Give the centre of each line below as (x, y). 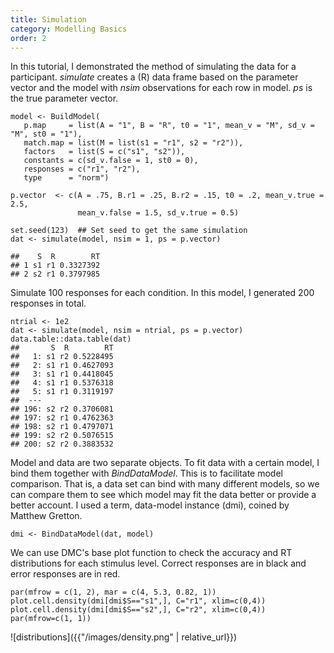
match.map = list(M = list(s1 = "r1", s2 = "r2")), (133, 143)
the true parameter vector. (64, 98)
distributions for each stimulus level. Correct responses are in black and (158, 563)
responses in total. (48, 303)
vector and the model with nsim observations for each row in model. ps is (161, 88)
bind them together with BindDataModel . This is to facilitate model (146, 473)
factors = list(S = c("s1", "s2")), (104, 152)
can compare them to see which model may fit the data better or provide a (163, 495)
